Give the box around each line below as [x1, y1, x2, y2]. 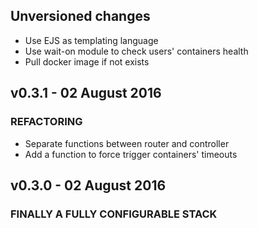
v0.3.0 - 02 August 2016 [10, 177, 167, 194]
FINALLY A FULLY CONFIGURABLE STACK [10, 207, 218, 221]
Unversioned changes [10, 8, 151, 25]
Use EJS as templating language [24, 34, 159, 46]
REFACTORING [10, 115, 83, 129]
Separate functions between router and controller [24, 137, 230, 149]
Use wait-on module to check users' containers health [24, 45, 249, 57]
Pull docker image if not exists [24, 55, 150, 68]
